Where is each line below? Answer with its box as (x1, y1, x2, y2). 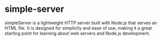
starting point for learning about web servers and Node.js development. (4, 30, 151, 36)
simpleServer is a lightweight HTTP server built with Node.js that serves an (4, 20, 158, 26)
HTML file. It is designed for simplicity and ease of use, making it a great (4, 25, 152, 31)
